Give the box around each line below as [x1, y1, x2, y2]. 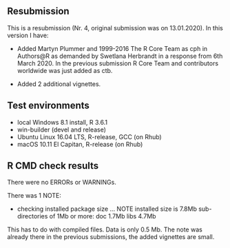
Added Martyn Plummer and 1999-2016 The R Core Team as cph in [17, 44, 208, 52]
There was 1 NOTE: [7, 192, 62, 200]
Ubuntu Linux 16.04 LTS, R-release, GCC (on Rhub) [17, 132, 162, 141]
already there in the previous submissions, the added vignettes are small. [7, 233, 215, 241]
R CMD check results [7, 160, 99, 172]
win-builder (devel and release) [17, 125, 107, 134]
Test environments [7, 100, 90, 112]
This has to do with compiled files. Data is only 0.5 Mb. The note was [7, 225, 203, 234]
